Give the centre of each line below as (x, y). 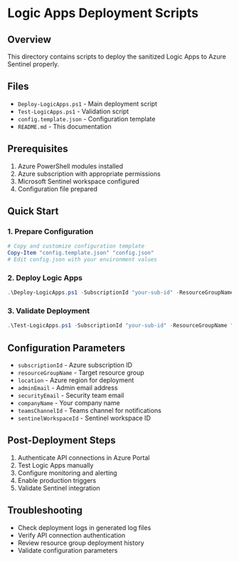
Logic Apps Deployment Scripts (103, 13)
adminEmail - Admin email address (68, 388)
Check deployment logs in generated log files (84, 527)
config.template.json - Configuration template (86, 118)
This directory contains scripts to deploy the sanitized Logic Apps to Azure (117, 56)
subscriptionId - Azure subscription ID (75, 365)
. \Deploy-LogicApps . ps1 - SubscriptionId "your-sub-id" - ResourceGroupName (121, 293)
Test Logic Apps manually (55, 465)
